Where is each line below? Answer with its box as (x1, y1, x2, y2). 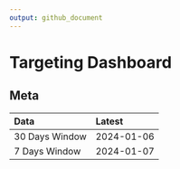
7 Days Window (14, 145, 81, 157)
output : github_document (9, 13, 103, 23)
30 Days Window (14, 130, 88, 143)
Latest (95, 115, 124, 127)
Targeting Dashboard (9, 52, 172, 72)
